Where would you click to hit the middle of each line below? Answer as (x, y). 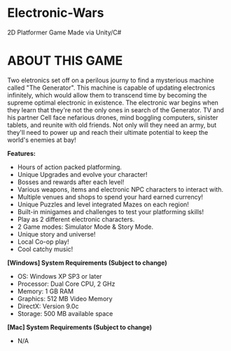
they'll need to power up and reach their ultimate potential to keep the (108, 132)
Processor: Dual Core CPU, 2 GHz (66, 284)
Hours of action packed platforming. (70, 167)
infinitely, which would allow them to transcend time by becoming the (107, 95)
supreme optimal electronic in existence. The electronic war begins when (113, 102)
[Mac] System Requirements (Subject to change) (80, 327)
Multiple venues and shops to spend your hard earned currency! (110, 197)
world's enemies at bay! (42, 140)
